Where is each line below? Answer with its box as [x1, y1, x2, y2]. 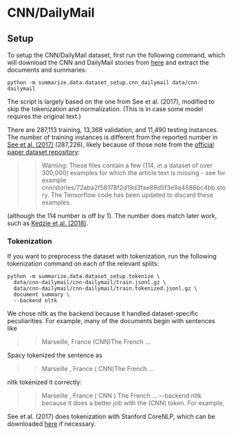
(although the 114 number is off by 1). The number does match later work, [7, 212, 218, 220]
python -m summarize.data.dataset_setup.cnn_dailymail [7, 79, 170, 86]
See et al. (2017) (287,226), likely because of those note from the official [7, 140, 214, 149]
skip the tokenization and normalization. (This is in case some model [7, 105, 203, 113]
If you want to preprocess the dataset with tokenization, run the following [7, 252, 217, 261]
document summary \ [13, 291, 70, 298]
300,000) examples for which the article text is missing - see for [41, 169, 226, 177]
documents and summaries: [7, 66, 87, 74]
